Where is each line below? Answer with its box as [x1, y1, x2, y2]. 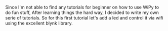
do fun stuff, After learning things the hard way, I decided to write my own [5, 9, 159, 15]
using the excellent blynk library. [5, 20, 73, 26]
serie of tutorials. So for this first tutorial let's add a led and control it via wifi [5, 15, 163, 20]
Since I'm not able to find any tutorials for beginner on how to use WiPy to [5, 4, 159, 10]
